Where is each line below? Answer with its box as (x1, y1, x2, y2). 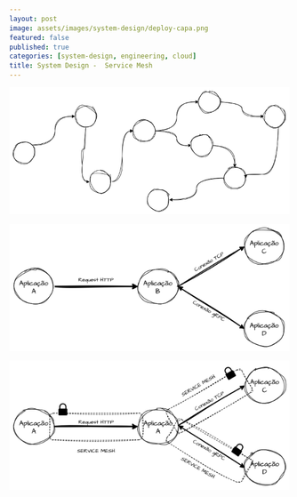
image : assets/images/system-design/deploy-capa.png (9, 23, 209, 33)
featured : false (9, 33, 69, 42)
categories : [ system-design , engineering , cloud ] (9, 52, 197, 61)
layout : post (9, 14, 58, 23)
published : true (9, 43, 69, 52)
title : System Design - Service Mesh (9, 61, 153, 70)
